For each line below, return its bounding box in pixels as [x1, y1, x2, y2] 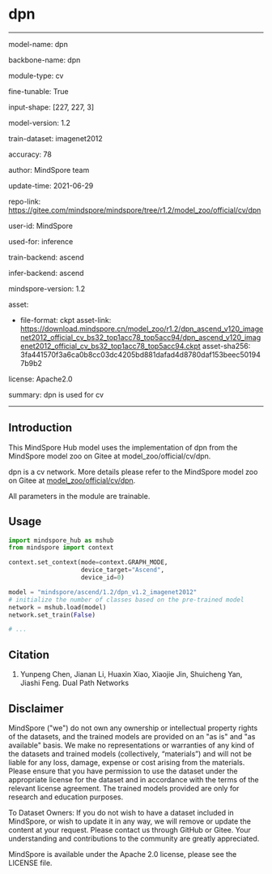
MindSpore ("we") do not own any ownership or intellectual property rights [8, 723, 258, 733]
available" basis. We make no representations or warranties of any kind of [8, 740, 255, 750]
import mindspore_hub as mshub [8, 536, 114, 545]
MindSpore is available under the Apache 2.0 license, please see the [8, 849, 237, 859]
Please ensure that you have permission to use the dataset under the [8, 766, 238, 776]
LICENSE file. [8, 858, 53, 868]
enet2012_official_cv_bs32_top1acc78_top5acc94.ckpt [19, 341, 201, 351]
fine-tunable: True [8, 86, 69, 96]
